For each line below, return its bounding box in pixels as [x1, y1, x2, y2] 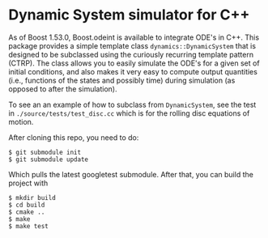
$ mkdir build [8, 193, 57, 202]
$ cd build [8, 201, 45, 209]
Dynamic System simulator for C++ [8, 6, 250, 24]
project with [8, 178, 49, 188]
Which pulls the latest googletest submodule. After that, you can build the [8, 169, 253, 179]
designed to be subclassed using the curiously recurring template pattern [8, 49, 253, 59]
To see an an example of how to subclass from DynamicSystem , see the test [8, 100, 257, 109]
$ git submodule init [8, 148, 82, 156]
